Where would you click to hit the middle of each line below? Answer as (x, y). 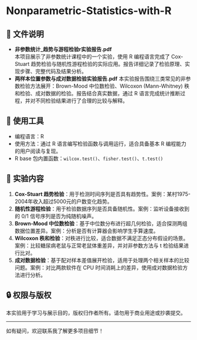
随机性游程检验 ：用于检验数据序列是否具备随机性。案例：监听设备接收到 (102, 209)
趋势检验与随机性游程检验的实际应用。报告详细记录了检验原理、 (108, 64)
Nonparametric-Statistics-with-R (89, 11)
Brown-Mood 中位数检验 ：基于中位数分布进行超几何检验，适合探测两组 (101, 223)
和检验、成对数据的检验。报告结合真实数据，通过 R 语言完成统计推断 (97, 93)
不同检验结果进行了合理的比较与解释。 (81, 101)
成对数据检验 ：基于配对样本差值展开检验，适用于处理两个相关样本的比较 (102, 260)
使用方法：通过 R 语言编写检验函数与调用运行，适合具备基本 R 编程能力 (100, 144)
